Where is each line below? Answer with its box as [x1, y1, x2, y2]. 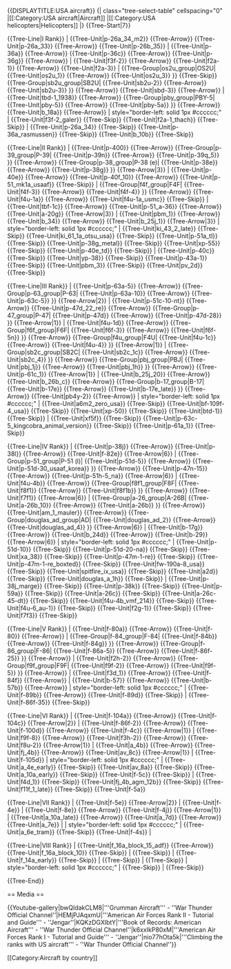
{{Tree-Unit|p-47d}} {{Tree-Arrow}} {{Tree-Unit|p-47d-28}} [52, 311, 222, 320]
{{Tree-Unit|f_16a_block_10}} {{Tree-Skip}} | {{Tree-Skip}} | [7, 849, 174, 857]
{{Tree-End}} [7, 877, 45, 885]
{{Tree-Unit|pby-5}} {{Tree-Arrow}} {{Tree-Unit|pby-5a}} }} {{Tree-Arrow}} [7, 101, 221, 109]
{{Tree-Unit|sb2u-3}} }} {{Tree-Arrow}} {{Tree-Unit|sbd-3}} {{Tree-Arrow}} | [7, 86, 225, 94]
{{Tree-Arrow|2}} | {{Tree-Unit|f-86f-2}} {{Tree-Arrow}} [27, 719, 186, 727]
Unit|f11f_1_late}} [7, 785, 53, 793]
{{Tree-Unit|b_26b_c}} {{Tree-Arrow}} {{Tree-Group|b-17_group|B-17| [7, 378, 205, 385]
